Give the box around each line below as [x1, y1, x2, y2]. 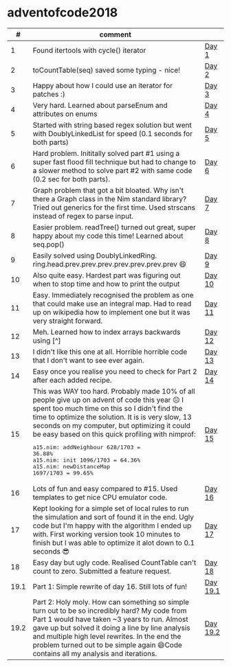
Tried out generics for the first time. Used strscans [32, 203, 196, 212]
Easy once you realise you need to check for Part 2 [32, 366, 197, 376]
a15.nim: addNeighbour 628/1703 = [32, 443, 141, 451]
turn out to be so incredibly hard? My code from [32, 606, 187, 615]
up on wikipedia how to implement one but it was [32, 307, 190, 317]
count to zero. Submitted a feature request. [32, 566, 172, 576]
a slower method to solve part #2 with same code [32, 166, 192, 175]
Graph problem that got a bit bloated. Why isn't [32, 185, 184, 195]
